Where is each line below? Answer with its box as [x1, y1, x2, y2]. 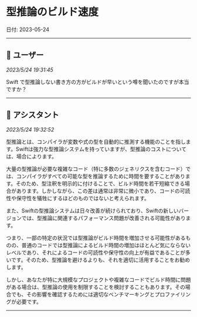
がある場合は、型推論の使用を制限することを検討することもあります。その [6, 283, 186, 291]
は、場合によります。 [6, 153, 57, 160]
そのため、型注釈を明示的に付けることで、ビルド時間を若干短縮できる [15, 180, 185, 187]
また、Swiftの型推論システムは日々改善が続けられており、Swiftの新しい [6, 207, 179, 214]
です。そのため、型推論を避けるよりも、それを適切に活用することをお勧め [11, 256, 191, 263]
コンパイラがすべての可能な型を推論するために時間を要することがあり [16, 173, 186, 180]
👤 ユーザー [6, 50, 44, 60]
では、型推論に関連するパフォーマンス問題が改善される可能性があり [21, 214, 186, 221]
